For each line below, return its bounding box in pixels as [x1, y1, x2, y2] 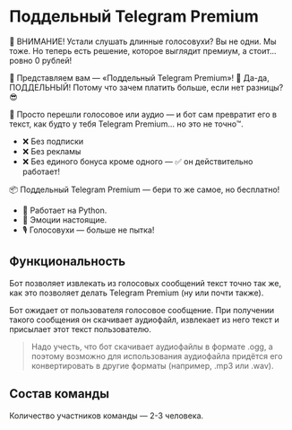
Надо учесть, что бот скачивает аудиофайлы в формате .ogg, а [30, 341, 273, 352]
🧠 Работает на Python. [21, 205, 107, 215]
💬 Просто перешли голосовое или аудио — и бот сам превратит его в [9, 109, 278, 119]
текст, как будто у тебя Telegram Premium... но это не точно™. [9, 118, 244, 129]
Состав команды [9, 386, 110, 401]
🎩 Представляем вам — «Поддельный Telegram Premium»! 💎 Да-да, [9, 72, 271, 83]
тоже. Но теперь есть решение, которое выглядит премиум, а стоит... [9, 45, 277, 56]
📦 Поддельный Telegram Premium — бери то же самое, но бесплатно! [9, 184, 280, 195]
